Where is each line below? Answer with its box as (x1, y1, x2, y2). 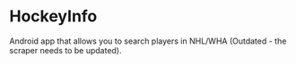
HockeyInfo (9, 6, 98, 27)
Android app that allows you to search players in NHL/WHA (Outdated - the (9, 36, 287, 46)
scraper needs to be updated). (9, 44, 123, 55)
